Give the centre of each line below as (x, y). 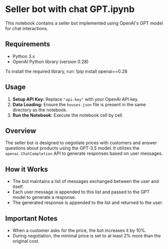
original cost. (26, 241)
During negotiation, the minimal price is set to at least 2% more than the (87, 236)
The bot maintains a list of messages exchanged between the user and (86, 181)
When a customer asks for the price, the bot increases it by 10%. (79, 230)
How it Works (27, 169)
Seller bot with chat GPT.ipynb (70, 9)
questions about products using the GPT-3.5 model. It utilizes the (72, 148)
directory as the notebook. (40, 110)
